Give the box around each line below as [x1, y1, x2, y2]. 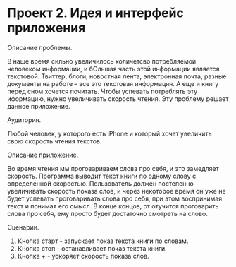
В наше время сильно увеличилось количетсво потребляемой [7, 57, 197, 65]
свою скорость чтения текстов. [7, 136, 102, 146]
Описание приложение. [7, 150, 79, 159]
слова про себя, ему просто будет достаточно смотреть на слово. [7, 209, 208, 218]
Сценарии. [7, 222, 39, 231]
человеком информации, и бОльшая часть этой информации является [7, 64, 220, 73]
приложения [7, 20, 86, 36]
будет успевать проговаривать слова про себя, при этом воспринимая [7, 194, 223, 203]
